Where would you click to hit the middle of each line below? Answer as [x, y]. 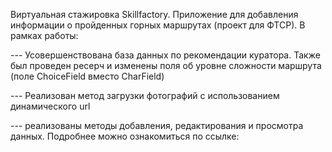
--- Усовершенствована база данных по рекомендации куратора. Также [165, 55]
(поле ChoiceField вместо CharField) [87, 76]
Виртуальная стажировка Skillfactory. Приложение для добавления [154, 14]
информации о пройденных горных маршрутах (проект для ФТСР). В [158, 25]
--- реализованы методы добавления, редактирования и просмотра [157, 125]
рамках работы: [44, 35]
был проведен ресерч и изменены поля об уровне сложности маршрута [166, 65]
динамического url [50, 106]
